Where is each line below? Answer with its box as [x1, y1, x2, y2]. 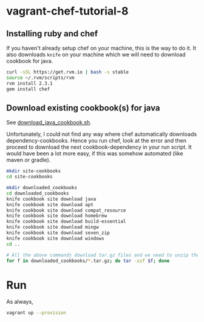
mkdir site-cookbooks [6, 168, 61, 174]
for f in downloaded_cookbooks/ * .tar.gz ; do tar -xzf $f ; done [6, 258, 170, 264]
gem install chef [6, 86, 50, 92]
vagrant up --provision [6, 310, 67, 316]
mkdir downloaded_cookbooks [6, 185, 78, 191]
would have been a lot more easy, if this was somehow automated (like [6, 150, 183, 157]
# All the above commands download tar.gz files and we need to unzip [6, 252, 189, 258]
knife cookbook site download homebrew [6, 213, 107, 219]
